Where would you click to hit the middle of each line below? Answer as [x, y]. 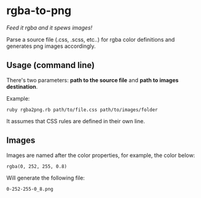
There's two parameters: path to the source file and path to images [93, 80]
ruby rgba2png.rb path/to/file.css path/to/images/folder [82, 110]
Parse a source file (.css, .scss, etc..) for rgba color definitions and [91, 39]
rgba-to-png [39, 11]
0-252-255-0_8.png [30, 189]
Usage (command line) [51, 65]
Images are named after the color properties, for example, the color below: [101, 155]
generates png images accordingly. [51, 46]
